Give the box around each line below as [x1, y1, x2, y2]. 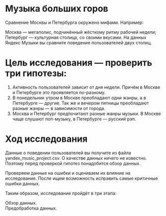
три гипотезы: [5, 68, 67, 79]
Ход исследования [5, 133, 88, 145]
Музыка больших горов [5, 3, 108, 14]
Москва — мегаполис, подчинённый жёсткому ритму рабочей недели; [5, 29, 157, 35]
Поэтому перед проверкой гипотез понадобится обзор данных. [5, 160, 141, 166]
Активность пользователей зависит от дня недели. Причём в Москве [12, 84, 161, 90]
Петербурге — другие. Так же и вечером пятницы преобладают [12, 100, 149, 106]
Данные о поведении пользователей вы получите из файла [5, 150, 132, 156]
